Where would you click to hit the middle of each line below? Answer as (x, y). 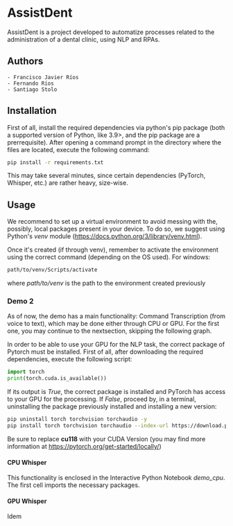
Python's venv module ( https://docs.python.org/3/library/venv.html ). (105, 236)
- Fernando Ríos (31, 83)
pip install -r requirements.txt (55, 162)
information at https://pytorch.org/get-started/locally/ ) (84, 446)
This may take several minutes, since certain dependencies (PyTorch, (106, 176)
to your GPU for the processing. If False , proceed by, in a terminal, (102, 399)
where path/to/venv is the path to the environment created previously (106, 283)
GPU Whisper (27, 501)
